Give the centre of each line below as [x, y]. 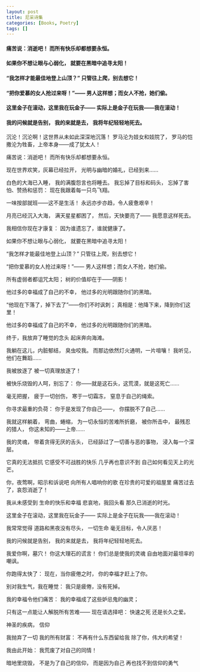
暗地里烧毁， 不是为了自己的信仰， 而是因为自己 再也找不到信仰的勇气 [92, 663]
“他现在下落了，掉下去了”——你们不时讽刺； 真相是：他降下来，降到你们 [96, 305]
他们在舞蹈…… [24, 358]
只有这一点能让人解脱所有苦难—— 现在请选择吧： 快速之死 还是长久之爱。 [98, 612]
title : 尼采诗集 [25, 17]
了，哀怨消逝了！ [27, 490]
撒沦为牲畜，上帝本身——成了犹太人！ [53, 144]
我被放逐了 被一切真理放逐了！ [44, 371]
